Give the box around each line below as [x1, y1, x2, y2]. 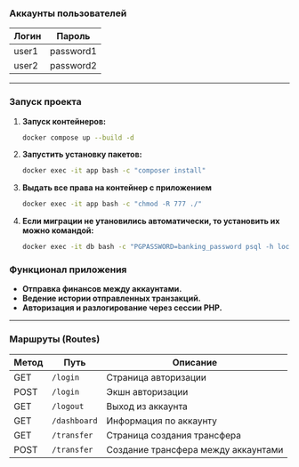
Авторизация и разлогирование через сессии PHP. [21, 302, 222, 313]
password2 [50, 60, 98, 72]
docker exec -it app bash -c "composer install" [21, 166, 206, 175]
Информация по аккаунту [106, 415, 218, 427]
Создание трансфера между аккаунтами [106, 443, 284, 455]
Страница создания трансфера [106, 429, 242, 441]
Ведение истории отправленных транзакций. [21, 293, 202, 304]
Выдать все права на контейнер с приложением [21, 182, 212, 193]
